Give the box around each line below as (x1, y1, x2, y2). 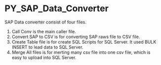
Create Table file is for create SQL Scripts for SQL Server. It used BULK (11, 39, 157, 44)
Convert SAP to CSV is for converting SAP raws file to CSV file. (11, 34, 140, 40)
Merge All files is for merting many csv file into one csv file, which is (11, 49, 151, 55)
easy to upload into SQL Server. (11, 54, 77, 60)
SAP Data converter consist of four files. (4, 19, 87, 25)
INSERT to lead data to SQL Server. (11, 44, 83, 50)
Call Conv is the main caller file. (11, 28, 76, 34)
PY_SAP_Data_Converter (4, 3, 109, 14)
